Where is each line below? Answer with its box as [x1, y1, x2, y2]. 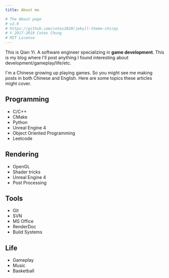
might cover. [5, 80, 31, 86]
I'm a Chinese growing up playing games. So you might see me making [5, 70, 153, 76]
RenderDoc [12, 223, 36, 230]
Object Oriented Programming [12, 130, 76, 136]
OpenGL [12, 163, 30, 169]
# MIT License [5, 35, 35, 40]
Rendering [5, 150, 39, 159]
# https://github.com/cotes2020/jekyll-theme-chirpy [5, 26, 119, 31]
